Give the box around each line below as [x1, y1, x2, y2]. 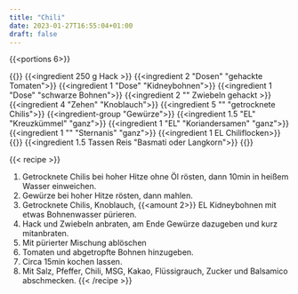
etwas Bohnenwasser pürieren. [21, 210, 137, 220]
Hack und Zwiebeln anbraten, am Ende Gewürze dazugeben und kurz [21, 219, 278, 229]
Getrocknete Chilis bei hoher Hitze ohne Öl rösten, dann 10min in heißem [21, 171, 289, 182]
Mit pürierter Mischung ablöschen [21, 237, 147, 249]
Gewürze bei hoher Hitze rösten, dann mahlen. [21, 190, 194, 201]
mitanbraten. [21, 228, 69, 239]
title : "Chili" [9, 12, 66, 22]
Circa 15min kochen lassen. [21, 257, 123, 267]
